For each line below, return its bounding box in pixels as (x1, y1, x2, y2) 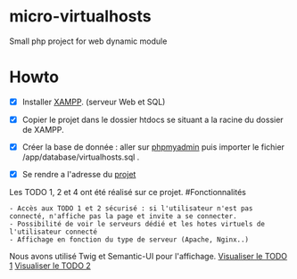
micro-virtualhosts (9, 6, 152, 27)
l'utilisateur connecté (9, 227, 98, 237)
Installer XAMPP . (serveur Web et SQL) (21, 96, 166, 107)
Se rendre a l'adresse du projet (21, 169, 136, 180)
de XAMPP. (21, 125, 64, 135)
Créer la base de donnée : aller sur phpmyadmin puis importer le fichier (21, 142, 285, 152)
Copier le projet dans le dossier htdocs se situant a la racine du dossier (21, 114, 284, 125)
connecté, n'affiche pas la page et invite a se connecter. (9, 212, 238, 221)
